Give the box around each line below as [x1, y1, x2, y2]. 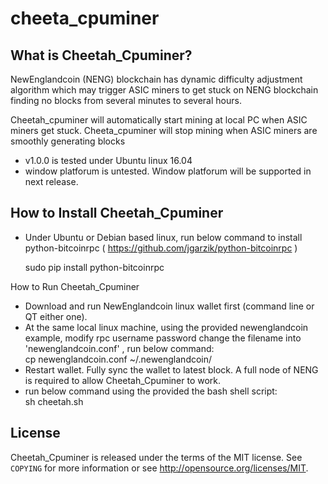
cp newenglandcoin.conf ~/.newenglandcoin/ [24, 353, 213, 365]
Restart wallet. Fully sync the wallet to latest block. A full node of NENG [24, 363, 319, 376]
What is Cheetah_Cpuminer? [10, 47, 193, 64]
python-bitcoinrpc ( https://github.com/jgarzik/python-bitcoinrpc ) [24, 242, 298, 254]
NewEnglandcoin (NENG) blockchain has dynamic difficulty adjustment [10, 73, 303, 85]
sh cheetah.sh [24, 395, 84, 407]
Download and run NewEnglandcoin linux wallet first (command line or [24, 300, 315, 312]
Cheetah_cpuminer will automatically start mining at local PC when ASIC [10, 114, 308, 126]
